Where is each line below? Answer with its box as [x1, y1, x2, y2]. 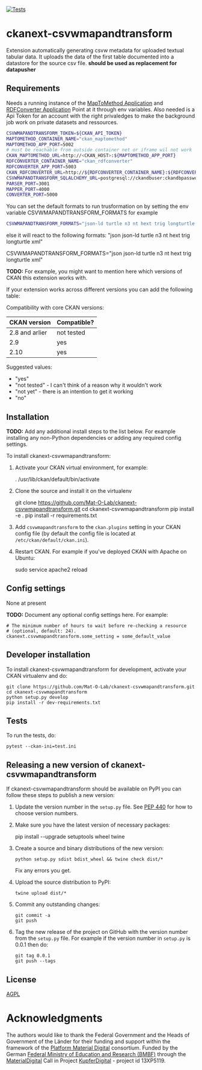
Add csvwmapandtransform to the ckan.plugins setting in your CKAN [14, 523, 181, 530]
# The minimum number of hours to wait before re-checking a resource [6, 622, 187, 629]
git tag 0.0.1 [14, 953, 50, 959]
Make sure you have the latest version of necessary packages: [14, 821, 170, 828]
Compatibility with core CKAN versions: [6, 304, 104, 311]
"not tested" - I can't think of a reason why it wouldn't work [14, 381, 162, 389]
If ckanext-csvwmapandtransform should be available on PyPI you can [6, 785, 182, 792]
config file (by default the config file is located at [14, 530, 136, 537]
